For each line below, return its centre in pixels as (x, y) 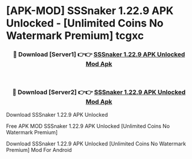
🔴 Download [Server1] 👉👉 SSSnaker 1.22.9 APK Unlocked (99, 55)
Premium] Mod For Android (39, 150)
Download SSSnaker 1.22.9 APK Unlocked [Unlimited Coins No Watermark (96, 143)
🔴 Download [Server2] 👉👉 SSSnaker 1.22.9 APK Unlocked (99, 92)
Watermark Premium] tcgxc (75, 36)
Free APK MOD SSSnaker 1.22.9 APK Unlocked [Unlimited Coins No (88, 126)
